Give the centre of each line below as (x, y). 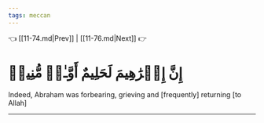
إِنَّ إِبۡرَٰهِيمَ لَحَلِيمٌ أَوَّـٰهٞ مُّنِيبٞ (95, 72)
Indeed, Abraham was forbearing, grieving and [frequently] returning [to (125, 94)
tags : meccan (29, 15)
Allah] (18, 103)
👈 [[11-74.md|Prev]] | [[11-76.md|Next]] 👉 (77, 38)
